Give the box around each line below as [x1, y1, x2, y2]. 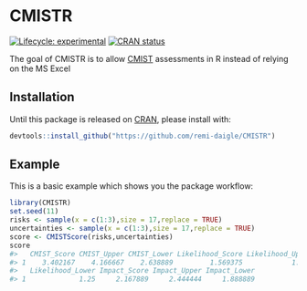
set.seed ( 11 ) [9, 207, 59, 216]
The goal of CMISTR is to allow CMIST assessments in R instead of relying [9, 53, 290, 64]
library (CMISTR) [9, 198, 71, 208]
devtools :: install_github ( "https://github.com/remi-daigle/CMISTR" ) [9, 131, 276, 140]
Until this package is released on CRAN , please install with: [9, 113, 231, 124]
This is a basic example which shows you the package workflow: [9, 181, 254, 192]
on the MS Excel [9, 63, 71, 74]
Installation [9, 89, 75, 105]
